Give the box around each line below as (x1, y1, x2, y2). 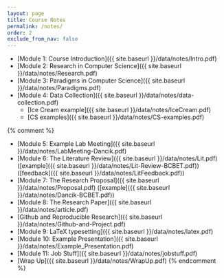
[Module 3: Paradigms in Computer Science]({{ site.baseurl (16, 76, 186, 85)
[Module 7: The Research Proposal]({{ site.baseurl (16, 176, 159, 184)
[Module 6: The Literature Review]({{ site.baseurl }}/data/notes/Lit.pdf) (16, 154, 218, 162)
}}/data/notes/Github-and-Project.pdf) (16, 220, 126, 228)
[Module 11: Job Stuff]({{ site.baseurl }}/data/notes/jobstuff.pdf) (16, 249, 198, 258)
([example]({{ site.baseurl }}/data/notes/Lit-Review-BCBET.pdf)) (16, 162, 199, 170)
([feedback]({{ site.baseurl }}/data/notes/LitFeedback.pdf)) (16, 169, 185, 178)
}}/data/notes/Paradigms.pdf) (16, 84, 102, 92)
